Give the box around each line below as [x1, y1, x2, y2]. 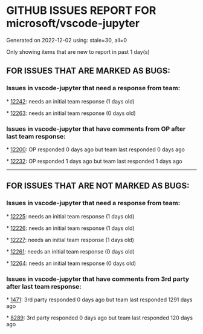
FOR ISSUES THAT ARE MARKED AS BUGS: [6, 66, 171, 76]
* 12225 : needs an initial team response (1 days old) [6, 212, 135, 220]
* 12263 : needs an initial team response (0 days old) [6, 110, 136, 117]
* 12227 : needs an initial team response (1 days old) [6, 236, 135, 243]
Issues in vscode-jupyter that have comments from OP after [6, 125, 186, 133]
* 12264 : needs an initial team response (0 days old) [6, 260, 137, 267]
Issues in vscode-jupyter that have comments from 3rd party [6, 275, 189, 283]
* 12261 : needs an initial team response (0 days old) [6, 247, 135, 255]
